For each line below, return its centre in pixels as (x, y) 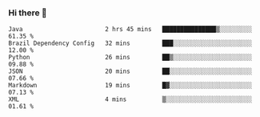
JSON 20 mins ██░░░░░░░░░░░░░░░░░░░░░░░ (130, 71)
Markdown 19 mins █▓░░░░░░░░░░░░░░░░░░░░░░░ (130, 86)
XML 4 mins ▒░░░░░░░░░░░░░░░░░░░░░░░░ (130, 99)
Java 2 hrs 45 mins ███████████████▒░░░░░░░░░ (130, 30)
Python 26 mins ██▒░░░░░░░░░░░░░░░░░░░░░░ (130, 58)
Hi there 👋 (28, 13)
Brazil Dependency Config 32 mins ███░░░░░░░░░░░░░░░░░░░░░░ (130, 43)
